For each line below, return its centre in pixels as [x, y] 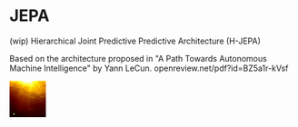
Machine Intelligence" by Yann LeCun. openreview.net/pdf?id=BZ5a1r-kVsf [149, 68]
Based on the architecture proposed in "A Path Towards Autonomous [139, 58]
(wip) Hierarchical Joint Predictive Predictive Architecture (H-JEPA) [135, 41]
